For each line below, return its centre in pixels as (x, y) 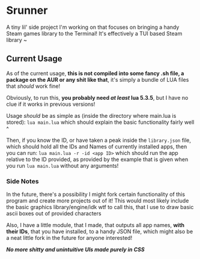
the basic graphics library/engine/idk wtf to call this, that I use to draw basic (100, 207)
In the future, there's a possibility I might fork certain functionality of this (95, 194)
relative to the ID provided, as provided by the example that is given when (97, 159)
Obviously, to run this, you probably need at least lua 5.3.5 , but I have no (97, 97)
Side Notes (23, 181)
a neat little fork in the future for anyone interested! (69, 238)
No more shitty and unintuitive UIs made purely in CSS (76, 249)
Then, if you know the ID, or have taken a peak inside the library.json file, (98, 140)
